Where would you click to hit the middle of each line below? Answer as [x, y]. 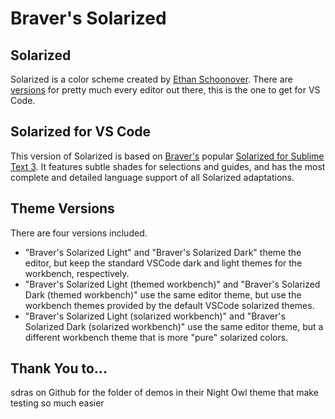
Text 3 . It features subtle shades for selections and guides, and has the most [168, 166]
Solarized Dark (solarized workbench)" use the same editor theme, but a [174, 326]
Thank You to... [59, 368]
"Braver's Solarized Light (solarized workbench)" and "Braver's [155, 316]
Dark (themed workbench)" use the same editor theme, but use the [163, 294]
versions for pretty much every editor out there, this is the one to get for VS [165, 90]
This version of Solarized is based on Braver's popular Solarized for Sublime [167, 156]
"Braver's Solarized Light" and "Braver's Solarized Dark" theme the [163, 252]
